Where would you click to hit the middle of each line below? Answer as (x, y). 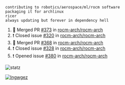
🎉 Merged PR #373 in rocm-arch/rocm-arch (57, 30)
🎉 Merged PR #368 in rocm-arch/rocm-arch (58, 42)
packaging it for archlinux (35, 12)
